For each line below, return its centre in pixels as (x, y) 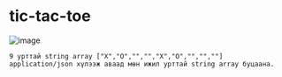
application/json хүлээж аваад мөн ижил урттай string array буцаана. (142, 64)
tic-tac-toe (50, 16)
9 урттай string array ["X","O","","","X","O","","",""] (116, 56)
